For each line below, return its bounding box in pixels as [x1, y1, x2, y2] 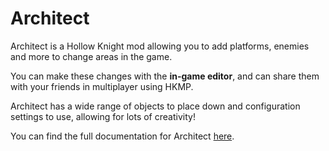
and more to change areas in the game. [10, 50, 173, 62]
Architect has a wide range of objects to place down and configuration [10, 100, 301, 112]
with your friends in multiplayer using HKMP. [10, 80, 194, 92]
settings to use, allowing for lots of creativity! [10, 110, 196, 122]
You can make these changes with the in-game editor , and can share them [10, 70, 320, 82]
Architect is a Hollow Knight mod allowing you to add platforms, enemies [10, 40, 310, 52]
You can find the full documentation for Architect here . [10, 130, 235, 142]
